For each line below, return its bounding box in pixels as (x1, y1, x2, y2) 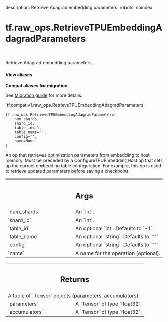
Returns (60, 275, 90, 284)
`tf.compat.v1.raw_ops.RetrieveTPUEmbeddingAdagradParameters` (5, 102, 145, 109)
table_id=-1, (14, 125, 42, 131)
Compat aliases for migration (5, 83, 68, 89)
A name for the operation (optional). (75, 249, 161, 257)
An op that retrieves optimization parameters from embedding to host (5, 152, 150, 158)
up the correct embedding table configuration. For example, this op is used (5, 163, 161, 169)
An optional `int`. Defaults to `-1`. (75, 225, 154, 232)
